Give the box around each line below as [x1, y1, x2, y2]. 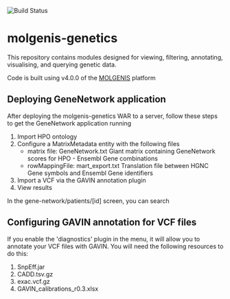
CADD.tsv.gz [16, 270, 54, 278]
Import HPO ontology [16, 132, 78, 141]
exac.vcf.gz [16, 277, 50, 285]
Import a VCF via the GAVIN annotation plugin [16, 176, 146, 184]
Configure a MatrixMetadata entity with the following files [16, 139, 180, 147]
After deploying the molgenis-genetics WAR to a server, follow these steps [7, 112, 218, 120]
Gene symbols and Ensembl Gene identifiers [27, 169, 153, 177]
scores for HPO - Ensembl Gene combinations [27, 154, 158, 163]
